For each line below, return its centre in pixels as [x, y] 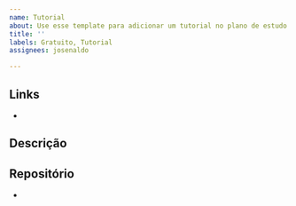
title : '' [27, 34]
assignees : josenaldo [49, 51]
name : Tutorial [37, 17]
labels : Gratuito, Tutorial [61, 42]
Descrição [38, 143]
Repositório [42, 174]
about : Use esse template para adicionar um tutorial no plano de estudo [148, 26]
